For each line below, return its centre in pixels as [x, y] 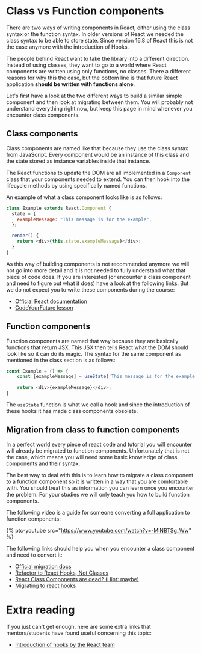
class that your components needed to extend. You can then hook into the [98, 179]
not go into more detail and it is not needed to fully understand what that [96, 270]
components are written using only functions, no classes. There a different [99, 71]
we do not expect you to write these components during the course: [91, 289]
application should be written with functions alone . [71, 84]
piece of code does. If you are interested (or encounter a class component [98, 277]
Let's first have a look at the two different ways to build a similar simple [94, 96]
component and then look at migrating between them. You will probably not [100, 102]
